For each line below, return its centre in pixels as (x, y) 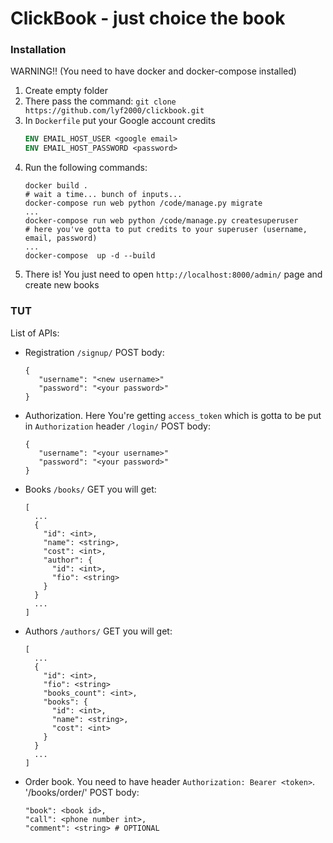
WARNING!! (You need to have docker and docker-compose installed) (153, 71)
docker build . (56, 186)
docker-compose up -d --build (90, 256)
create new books (62, 285)
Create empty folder (66, 91)
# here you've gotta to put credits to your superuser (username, (166, 230)
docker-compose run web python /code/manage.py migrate (143, 203)
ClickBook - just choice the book (148, 18)
